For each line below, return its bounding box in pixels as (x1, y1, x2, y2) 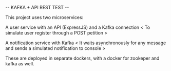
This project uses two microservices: (5, 14, 84, 20)
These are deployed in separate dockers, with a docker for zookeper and (5, 55, 160, 61)
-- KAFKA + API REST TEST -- (5, 5, 69, 10)
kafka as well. (5, 61, 34, 66)
